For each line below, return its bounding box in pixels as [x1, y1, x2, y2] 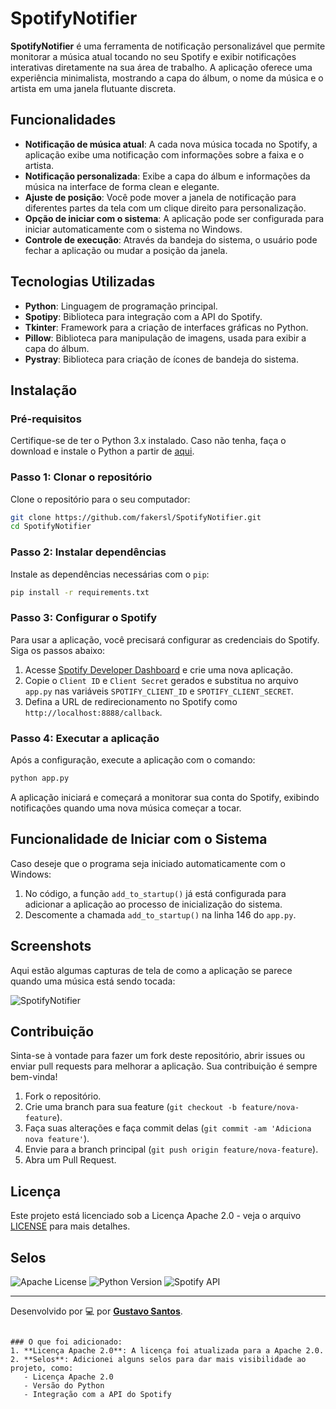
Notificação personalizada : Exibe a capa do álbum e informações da [24, 170, 311, 182]
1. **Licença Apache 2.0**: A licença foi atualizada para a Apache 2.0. [10, 1346, 325, 1356]
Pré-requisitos [10, 412, 82, 426]
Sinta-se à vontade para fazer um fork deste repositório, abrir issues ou [10, 1050, 306, 1062]
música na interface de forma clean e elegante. [24, 180, 220, 192]
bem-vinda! [10, 1071, 58, 1083]
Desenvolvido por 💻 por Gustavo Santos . [10, 1305, 183, 1317]
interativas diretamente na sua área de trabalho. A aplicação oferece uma [10, 61, 313, 73]
